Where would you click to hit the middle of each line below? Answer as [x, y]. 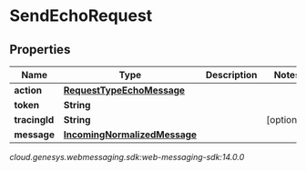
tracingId [34, 120]
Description [231, 75]
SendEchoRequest [81, 16]
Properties [40, 50]
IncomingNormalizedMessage [130, 135]
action [28, 90]
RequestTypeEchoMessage [124, 90]
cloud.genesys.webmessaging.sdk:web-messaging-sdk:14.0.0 [127, 157]
